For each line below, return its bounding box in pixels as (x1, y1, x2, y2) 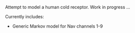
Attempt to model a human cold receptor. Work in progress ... (5, 4, 131, 10)
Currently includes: (5, 14, 44, 19)
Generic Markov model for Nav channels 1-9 (12, 23, 103, 29)
